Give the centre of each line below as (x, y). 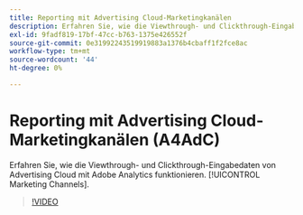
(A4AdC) (186, 140)
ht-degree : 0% (36, 69)
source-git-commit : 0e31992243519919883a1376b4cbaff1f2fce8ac (129, 43)
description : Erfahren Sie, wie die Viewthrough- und (113, 26)
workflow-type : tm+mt (50, 51)
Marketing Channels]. (50, 184)
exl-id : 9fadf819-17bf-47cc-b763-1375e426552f (98, 34)
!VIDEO (45, 201)
